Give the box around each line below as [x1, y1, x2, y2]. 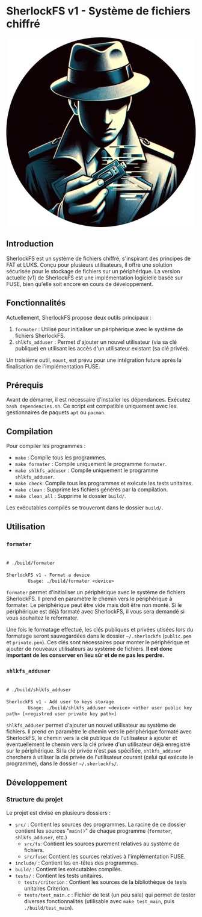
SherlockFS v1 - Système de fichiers [6, 4, 191, 18]
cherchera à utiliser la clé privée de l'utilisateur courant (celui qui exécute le [6, 754, 194, 761]
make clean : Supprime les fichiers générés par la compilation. [14, 486, 168, 493]
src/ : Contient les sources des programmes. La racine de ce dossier [14, 821, 186, 828]
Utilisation [6, 521, 46, 532]
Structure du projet [6, 795, 63, 804]
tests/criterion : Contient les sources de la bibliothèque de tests [23, 878, 188, 886]
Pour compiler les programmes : [6, 443, 86, 450]
